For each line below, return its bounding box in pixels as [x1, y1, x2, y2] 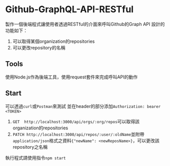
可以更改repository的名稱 [12, 44, 65, 50]
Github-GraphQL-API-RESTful [5, 4, 134, 15]
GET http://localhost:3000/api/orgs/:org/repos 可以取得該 [12, 118, 140, 124]
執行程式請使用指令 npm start [5, 154, 66, 161]
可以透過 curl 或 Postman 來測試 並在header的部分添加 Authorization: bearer [5, 103, 161, 109]
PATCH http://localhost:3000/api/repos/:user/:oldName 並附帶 [12, 131, 145, 137]
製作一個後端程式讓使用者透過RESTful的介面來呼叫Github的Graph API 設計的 [5, 21, 165, 27]
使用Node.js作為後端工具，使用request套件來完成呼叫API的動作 [5, 74, 138, 80]
